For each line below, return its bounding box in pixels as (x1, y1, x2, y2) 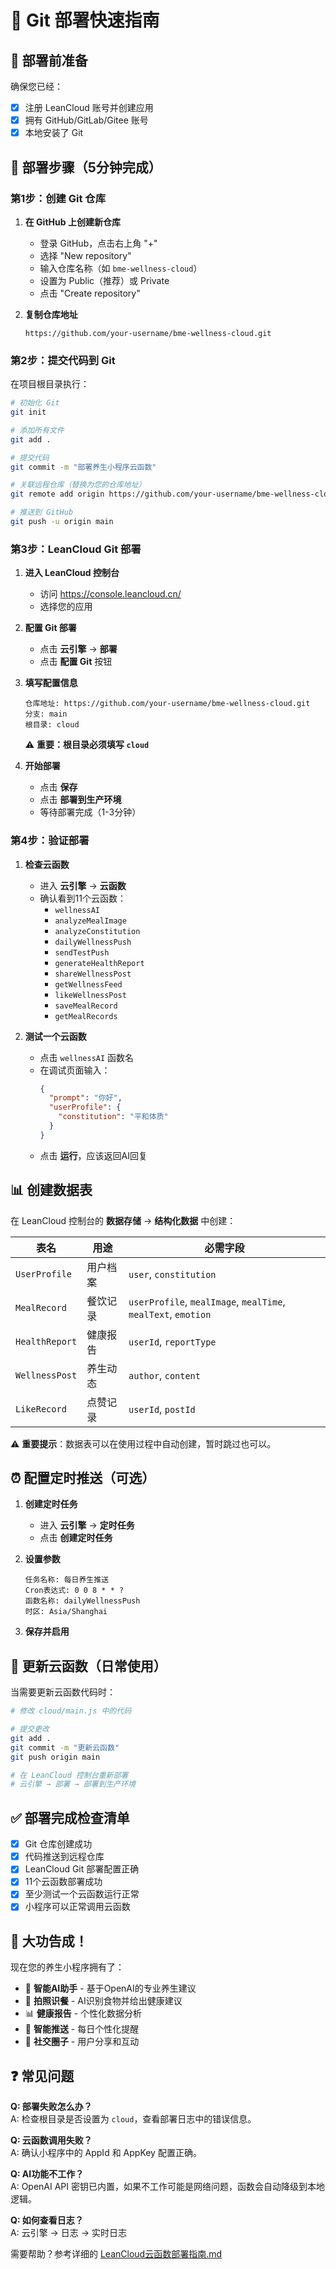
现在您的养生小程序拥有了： (10, 1961, 125, 1973)
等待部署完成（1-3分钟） (39, 806, 142, 818)
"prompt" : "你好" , (48, 1093, 123, 1103)
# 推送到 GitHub (10, 507, 74, 518)
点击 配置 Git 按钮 (39, 656, 113, 668)
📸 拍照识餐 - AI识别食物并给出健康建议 (24, 1995, 183, 2007)
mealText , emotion (128, 1307, 212, 1321)
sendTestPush (54, 947, 110, 958)
